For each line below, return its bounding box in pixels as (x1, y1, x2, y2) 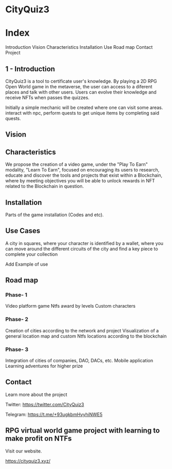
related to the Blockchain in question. (5, 183, 84, 190)
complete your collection (5, 251, 58, 257)
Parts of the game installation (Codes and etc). (5, 212, 104, 218)
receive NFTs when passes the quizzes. (5, 94, 90, 101)
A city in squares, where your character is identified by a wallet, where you (5, 240, 163, 246)
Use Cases (5, 227, 41, 235)
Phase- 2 (5, 316, 29, 323)
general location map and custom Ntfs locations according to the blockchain (5, 333, 167, 339)
